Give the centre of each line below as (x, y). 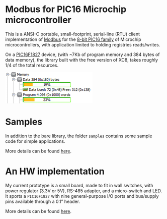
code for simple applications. (35, 141)
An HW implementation (55, 171)
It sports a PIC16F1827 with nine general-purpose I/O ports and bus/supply (82, 196)
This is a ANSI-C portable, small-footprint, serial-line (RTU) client (72, 34)
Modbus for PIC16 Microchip (66, 9)
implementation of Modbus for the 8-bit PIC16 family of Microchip (73, 39)
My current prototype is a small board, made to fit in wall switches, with (79, 185)
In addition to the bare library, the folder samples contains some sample (79, 136)
